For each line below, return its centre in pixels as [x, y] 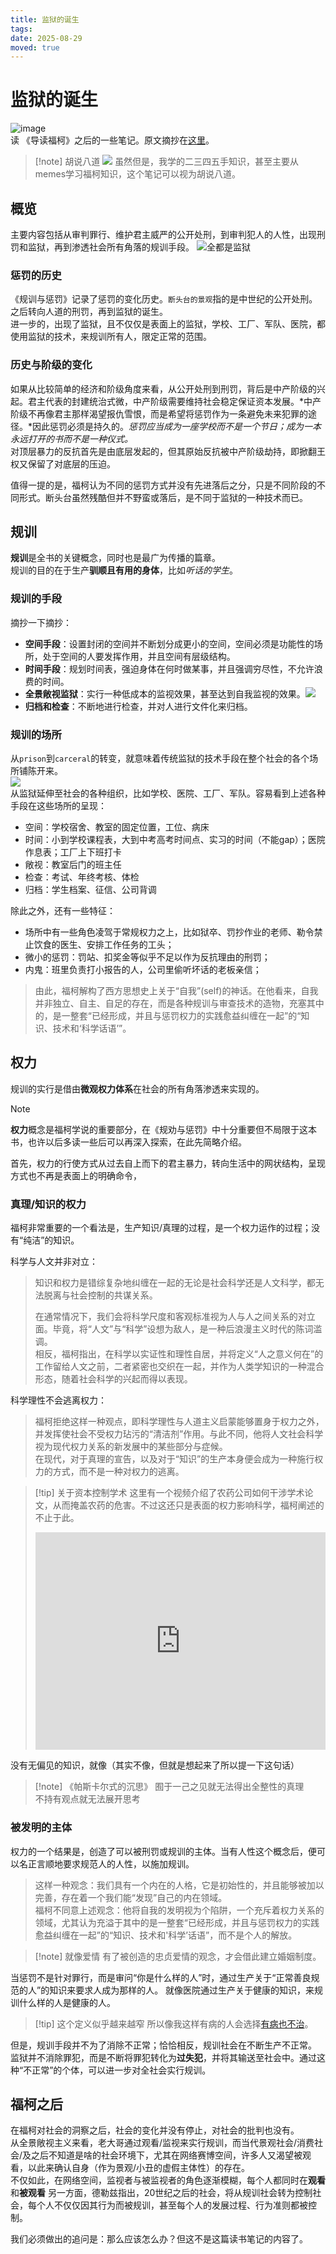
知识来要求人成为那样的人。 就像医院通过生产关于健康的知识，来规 [186, 1990]
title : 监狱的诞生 [45, 19]
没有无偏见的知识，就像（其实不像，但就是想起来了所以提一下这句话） [155, 1765]
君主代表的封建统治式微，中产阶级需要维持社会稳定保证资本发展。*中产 [174, 401]
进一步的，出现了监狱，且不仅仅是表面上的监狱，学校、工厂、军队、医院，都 [168, 324]
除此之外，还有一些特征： [63, 910]
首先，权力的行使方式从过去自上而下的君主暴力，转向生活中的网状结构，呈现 [168, 1163]
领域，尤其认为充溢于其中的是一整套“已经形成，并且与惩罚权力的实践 [177, 1922]
